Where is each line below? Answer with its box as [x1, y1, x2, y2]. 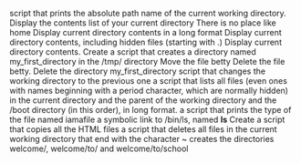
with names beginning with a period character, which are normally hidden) [9, 86, 289, 96]
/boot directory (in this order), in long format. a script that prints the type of [9, 105, 292, 115]
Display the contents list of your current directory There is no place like [9, 17, 276, 28]
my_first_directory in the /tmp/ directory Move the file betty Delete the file [9, 56, 285, 66]
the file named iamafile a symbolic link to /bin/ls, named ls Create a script [9, 114, 285, 125]
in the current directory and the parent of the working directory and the [9, 95, 277, 106]
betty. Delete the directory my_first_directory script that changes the [9, 66, 266, 76]
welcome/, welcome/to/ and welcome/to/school [9, 143, 189, 154]
